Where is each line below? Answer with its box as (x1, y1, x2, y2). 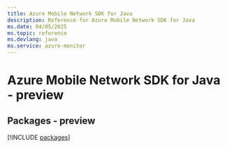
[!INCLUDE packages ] (7, 133, 71, 141)
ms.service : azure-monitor (7, 42, 86, 49)
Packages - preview (7, 115, 96, 126)
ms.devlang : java (7, 36, 58, 43)
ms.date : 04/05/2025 (7, 23, 68, 30)
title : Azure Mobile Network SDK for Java (7, 10, 133, 17)
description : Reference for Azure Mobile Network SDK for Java (7, 17, 196, 24)
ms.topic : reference (7, 29, 68, 37)
